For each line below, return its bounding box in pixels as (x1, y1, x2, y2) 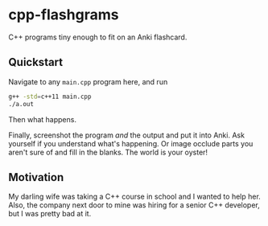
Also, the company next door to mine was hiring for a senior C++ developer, (8, 200, 260, 210)
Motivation (8, 171, 64, 184)
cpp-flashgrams (8, 6, 119, 24)
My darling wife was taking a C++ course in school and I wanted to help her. (8, 191, 262, 202)
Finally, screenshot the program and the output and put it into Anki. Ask (8, 130, 245, 140)
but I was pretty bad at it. (8, 209, 92, 219)
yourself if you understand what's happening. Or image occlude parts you (8, 138, 254, 148)
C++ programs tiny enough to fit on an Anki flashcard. (8, 32, 188, 42)
